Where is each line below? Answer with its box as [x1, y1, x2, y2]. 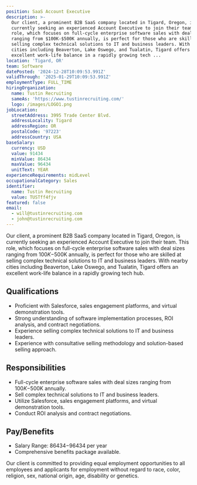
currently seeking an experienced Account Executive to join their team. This [6, 238, 189, 245]
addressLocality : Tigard [11, 118, 72, 124]
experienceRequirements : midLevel [6, 173, 91, 178]
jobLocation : [6, 107, 38, 113]
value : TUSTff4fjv [11, 194, 57, 200]
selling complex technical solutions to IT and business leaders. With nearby [6, 257, 188, 264]
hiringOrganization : [6, 85, 57, 91]
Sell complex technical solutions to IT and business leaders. [14, 391, 159, 398]
